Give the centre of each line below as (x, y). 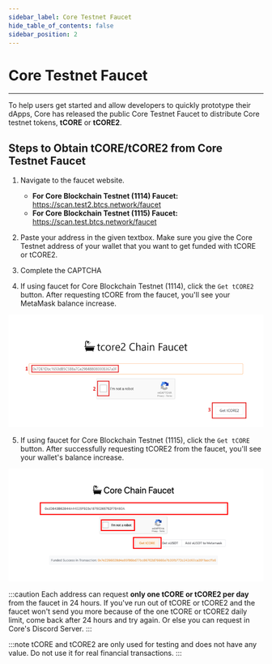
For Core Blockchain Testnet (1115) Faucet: (105, 213)
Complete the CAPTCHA (61, 271)
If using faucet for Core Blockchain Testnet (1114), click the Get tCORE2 (137, 286)
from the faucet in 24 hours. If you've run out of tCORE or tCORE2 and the (132, 602)
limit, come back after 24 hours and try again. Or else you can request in (129, 619)
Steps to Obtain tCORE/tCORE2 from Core (115, 148)
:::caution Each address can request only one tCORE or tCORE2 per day (129, 594)
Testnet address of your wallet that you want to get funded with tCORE (138, 246)
